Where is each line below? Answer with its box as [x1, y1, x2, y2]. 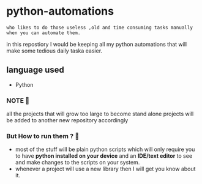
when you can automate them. [6, 29, 81, 36]
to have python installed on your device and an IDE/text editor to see [15, 152, 193, 160]
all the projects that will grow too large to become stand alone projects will [6, 110, 194, 117]
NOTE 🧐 [6, 96, 30, 105]
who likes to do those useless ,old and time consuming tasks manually [6, 24, 193, 31]
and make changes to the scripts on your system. [15, 159, 140, 166]
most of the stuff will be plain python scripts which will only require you [15, 145, 195, 153]
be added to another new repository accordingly [6, 117, 129, 124]
